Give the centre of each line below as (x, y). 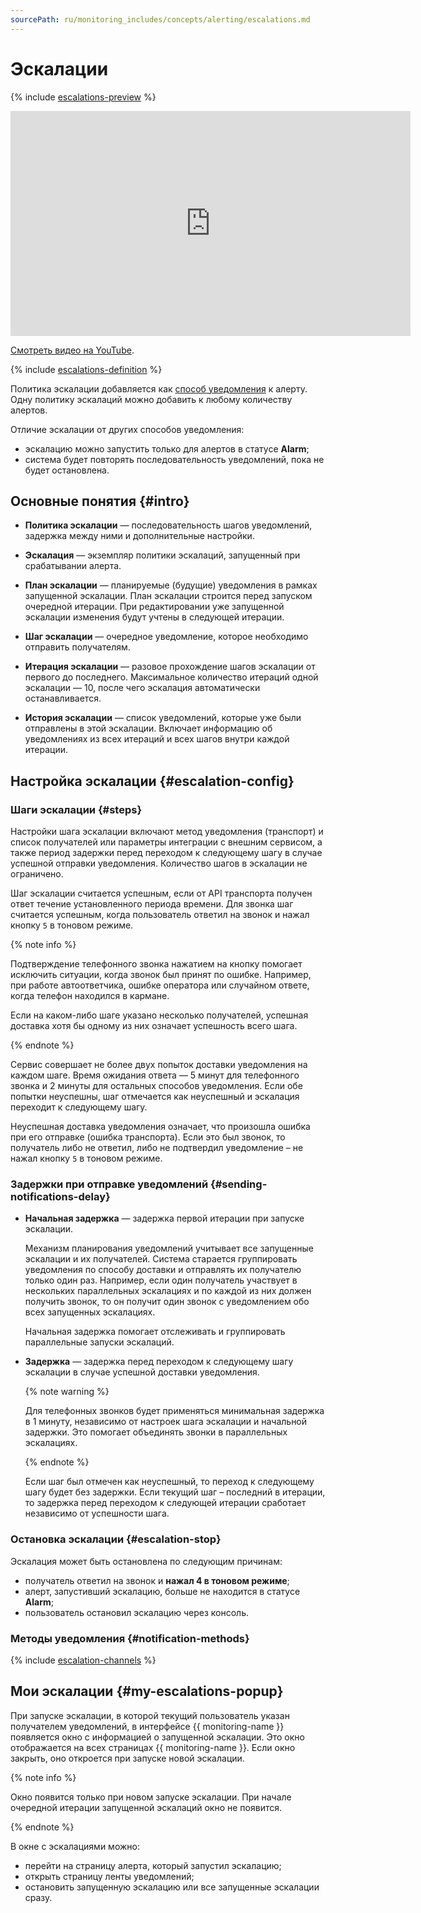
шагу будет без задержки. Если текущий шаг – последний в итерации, (175, 1492)
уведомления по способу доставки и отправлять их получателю (163, 1270)
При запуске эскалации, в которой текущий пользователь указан (150, 1715)
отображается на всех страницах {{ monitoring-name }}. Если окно (153, 1747)
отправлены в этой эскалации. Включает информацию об (148, 728)
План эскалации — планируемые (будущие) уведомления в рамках (171, 585)
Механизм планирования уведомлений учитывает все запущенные (169, 1248)
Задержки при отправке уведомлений (109, 1184)
